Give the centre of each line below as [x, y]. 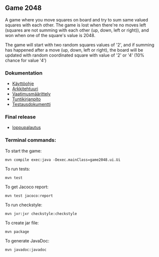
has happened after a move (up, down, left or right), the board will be [74, 50]
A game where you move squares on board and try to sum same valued [77, 20]
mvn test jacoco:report [29, 196]
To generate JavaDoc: [27, 240]
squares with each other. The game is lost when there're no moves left [76, 25]
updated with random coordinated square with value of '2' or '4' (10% [75, 55]
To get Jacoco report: [27, 187]
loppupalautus [26, 128]
